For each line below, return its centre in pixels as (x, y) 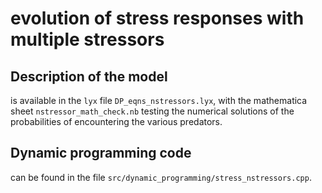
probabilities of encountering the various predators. (116, 121)
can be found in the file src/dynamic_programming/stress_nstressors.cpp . (161, 177)
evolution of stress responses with (157, 18)
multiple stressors (87, 39)
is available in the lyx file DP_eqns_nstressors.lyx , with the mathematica (159, 100)
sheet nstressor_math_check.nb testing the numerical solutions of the (152, 111)
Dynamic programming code (101, 153)
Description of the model (89, 76)
